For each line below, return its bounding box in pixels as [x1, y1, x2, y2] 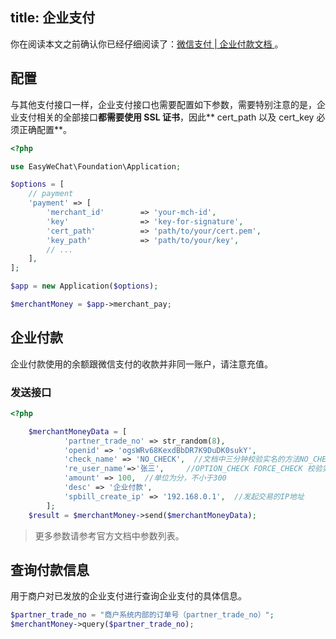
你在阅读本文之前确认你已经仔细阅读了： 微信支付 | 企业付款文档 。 [10, 38, 284, 50]
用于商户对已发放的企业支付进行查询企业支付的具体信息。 [10, 590, 247, 602]
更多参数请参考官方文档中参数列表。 [34, 529, 185, 542]
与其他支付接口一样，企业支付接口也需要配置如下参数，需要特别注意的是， [10, 98, 317, 110]
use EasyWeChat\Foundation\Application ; [10, 161, 182, 172]
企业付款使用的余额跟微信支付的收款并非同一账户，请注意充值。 [10, 358, 273, 370]
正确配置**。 [18, 123, 73, 135]
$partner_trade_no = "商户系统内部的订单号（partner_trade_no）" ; [10, 610, 275, 620]
